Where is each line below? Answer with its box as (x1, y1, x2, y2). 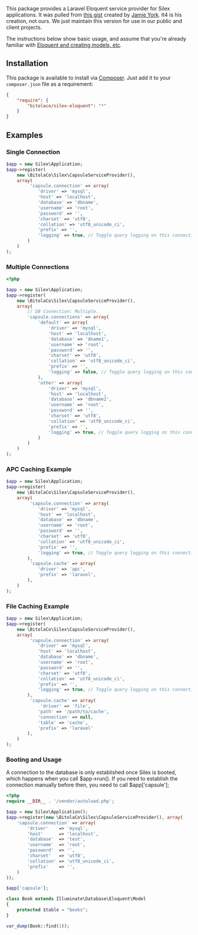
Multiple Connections (6, 262, 70, 271)
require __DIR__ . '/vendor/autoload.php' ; (6, 798, 115, 804)
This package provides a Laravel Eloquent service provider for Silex (6, 5, 170, 12)
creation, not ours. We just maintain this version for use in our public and (6, 18, 183, 24)
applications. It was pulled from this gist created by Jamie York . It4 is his (6, 11, 182, 18)
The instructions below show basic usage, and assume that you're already (6, 35, 187, 42)
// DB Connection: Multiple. (27, 309, 99, 315)
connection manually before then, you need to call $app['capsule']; (6, 781, 170, 789)
